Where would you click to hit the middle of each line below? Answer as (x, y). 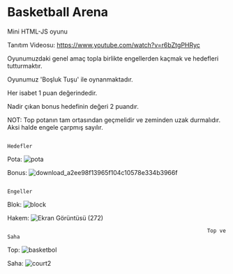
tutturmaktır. (25, 66)
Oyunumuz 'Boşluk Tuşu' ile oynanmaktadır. (70, 79)
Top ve (217, 231)
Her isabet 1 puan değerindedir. (52, 93)
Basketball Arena (58, 12)
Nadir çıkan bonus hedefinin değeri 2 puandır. (73, 106)
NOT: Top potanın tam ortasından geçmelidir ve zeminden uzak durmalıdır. (114, 120)
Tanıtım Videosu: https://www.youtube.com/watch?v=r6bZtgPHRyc (104, 45)
